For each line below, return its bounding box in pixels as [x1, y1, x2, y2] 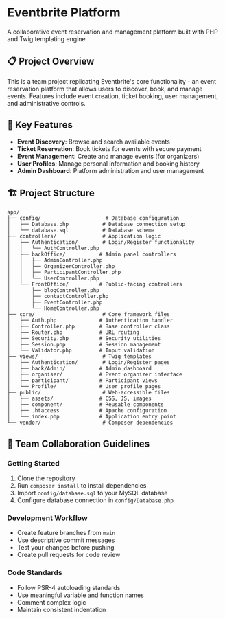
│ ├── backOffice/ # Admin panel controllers [7, 251, 176, 258]
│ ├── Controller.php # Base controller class [7, 323, 170, 330]
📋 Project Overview [7, 56, 95, 67]
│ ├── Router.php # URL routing [7, 329, 139, 336]
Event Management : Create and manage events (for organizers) [16, 152, 200, 160]
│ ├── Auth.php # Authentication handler [7, 317, 174, 324]
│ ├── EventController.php [7, 299, 103, 306]
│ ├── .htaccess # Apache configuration [7, 407, 167, 414]
